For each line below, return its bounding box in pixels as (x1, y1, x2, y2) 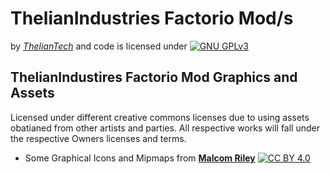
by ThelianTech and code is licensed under (10, 40, 188, 52)
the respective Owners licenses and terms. (10, 132, 187, 144)
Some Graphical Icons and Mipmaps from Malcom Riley (24, 152, 256, 164)
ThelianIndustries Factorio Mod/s (10, 7, 294, 30)
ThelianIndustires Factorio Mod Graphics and (10, 69, 298, 86)
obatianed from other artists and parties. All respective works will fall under (10, 122, 320, 134)
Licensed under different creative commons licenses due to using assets (10, 111, 310, 123)
